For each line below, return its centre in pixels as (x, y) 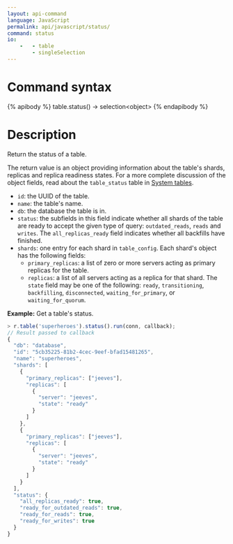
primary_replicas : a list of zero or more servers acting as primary (121, 263)
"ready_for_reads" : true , (57, 515)
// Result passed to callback (51, 332)
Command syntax (59, 87)
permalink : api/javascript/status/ (59, 27)
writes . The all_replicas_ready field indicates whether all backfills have (121, 233)
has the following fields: (51, 255)
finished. (30, 240)
